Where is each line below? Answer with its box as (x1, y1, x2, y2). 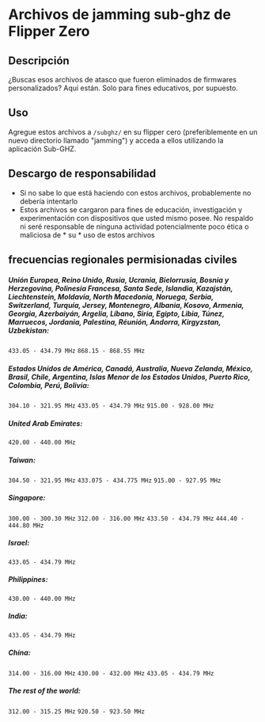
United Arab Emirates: (8, 418, 83, 428)
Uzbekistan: (8, 325, 50, 335)
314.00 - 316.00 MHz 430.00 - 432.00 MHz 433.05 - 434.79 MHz (8, 669, 214, 678)
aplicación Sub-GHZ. (8, 144, 77, 154)
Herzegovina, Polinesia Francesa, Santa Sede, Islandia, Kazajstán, (8, 283, 233, 293)
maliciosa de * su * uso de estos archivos (19, 230, 156, 239)
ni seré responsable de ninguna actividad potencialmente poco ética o (19, 222, 249, 231)
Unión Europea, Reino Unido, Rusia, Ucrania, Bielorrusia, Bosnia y (8, 275, 229, 284)
